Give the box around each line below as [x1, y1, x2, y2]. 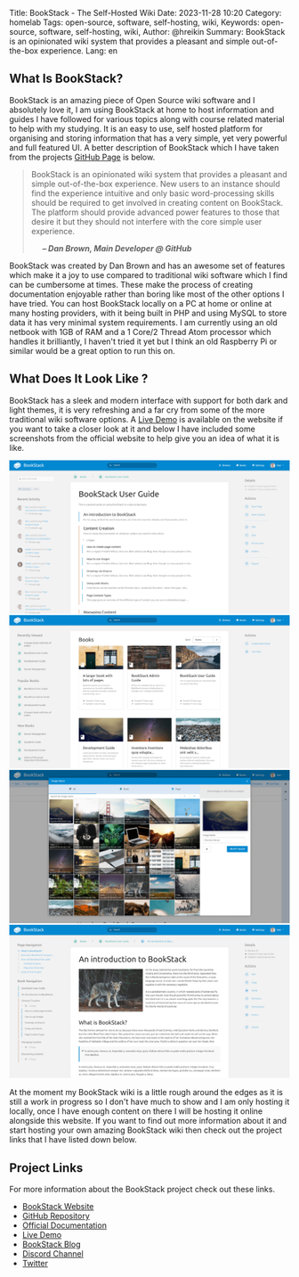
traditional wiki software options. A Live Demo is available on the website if [9, 413, 283, 424]
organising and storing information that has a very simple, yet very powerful [9, 133, 287, 143]
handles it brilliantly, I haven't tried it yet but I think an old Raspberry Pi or [9, 336, 278, 347]
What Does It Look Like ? [9, 372, 149, 387]
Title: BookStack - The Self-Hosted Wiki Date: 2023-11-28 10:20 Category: [9, 8, 282, 18]
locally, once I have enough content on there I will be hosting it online [9, 1106, 263, 1117]
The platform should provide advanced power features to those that [30, 207, 280, 217]
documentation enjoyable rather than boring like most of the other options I [9, 289, 285, 299]
